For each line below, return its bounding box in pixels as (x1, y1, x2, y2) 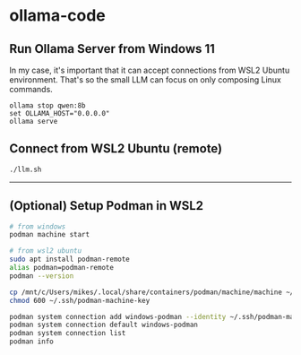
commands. (9, 84, 54, 94)
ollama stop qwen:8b (9, 101, 87, 110)
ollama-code (9, 5, 106, 26)
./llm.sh (9, 165, 42, 174)
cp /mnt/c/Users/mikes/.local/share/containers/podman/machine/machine (9, 288, 282, 297)
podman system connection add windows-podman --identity (9, 312, 227, 321)
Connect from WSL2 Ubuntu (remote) (9, 141, 223, 157)
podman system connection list (9, 329, 126, 338)
